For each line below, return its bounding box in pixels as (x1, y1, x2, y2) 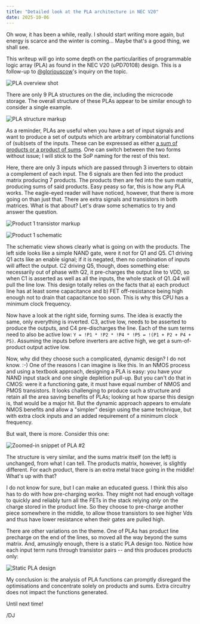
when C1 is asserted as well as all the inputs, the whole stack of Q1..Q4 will (6, 274, 190, 282)
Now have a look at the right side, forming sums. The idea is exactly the (6, 311, 183, 319)
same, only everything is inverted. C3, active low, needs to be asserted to (6, 318, 187, 325)
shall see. (6, 43, 30, 51)
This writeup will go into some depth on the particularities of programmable (6, 55, 192, 62)
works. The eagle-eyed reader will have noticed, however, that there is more (6, 189, 194, 196)
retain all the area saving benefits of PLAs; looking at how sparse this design (6, 393, 194, 400)
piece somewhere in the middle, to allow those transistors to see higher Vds (6, 509, 193, 516)
